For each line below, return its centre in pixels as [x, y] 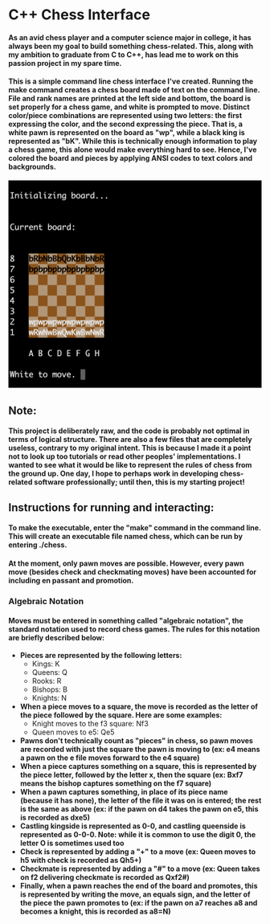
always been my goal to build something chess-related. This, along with [131, 46]
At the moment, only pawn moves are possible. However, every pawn [126, 563]
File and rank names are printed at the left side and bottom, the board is [130, 99]
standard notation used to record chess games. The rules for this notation [134, 629]
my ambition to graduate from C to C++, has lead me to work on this [123, 55]
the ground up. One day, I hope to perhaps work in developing [113, 474]
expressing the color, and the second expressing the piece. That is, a [126, 124]
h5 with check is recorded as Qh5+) [81, 861]
